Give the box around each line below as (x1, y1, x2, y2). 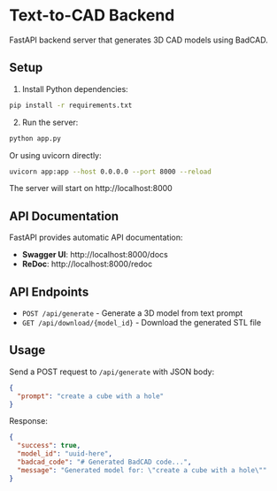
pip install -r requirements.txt (9, 101, 133, 110)
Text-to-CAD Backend (9, 5, 175, 26)
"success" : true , (17, 441, 81, 450)
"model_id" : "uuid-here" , (17, 449, 113, 458)
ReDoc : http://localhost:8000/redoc (21, 258, 153, 270)
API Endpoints (9, 284, 89, 299)
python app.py (9, 134, 62, 142)
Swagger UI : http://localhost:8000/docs (21, 249, 168, 260)
